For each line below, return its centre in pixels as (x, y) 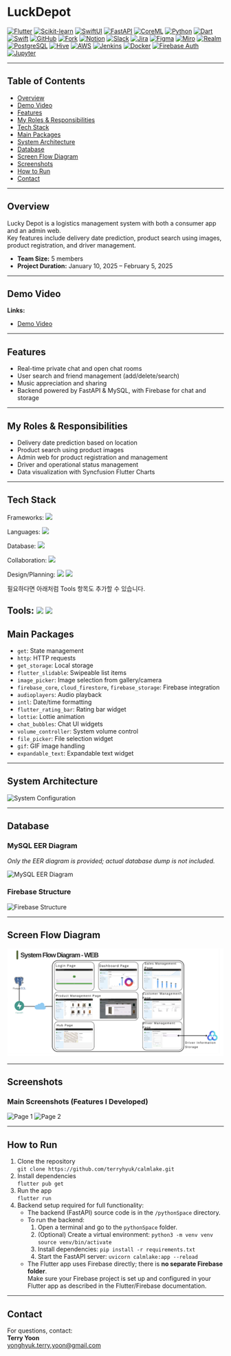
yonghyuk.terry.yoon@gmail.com (54, 1345)
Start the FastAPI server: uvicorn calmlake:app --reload (118, 1257)
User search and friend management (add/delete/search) (98, 376)
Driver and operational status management (78, 465)
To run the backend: (56, 1220)
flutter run (34, 1199)
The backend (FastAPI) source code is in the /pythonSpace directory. (124, 1213)
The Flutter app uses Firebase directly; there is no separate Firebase (125, 1264)
